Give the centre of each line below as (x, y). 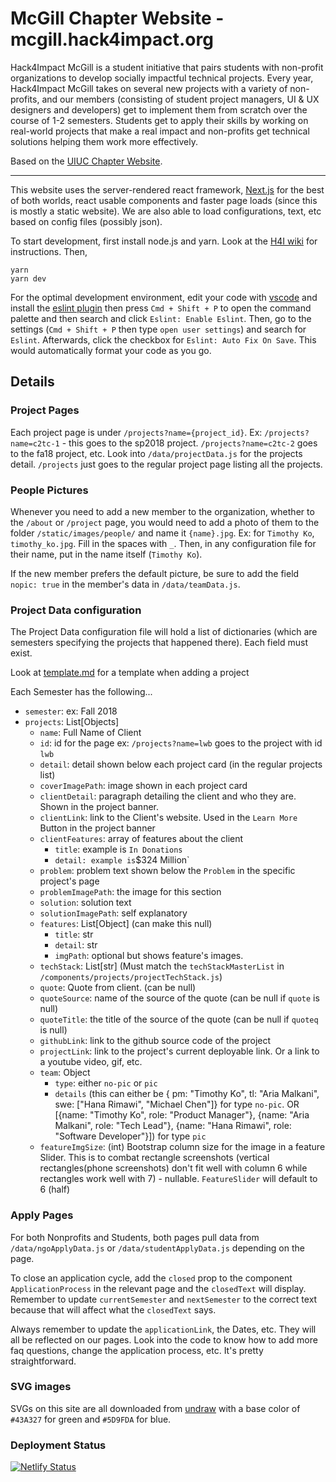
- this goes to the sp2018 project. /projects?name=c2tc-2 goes (189, 443)
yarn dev (28, 278)
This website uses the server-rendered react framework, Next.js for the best (167, 189)
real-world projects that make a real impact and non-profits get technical (160, 131)
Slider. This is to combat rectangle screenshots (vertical (154, 1158)
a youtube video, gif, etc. (91, 1062)
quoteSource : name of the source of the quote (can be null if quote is (179, 998)
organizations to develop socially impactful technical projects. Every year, (162, 78)
